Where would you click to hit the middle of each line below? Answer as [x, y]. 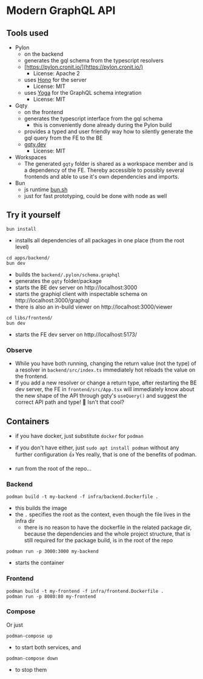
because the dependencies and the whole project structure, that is [107, 534]
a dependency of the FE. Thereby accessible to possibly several [104, 170]
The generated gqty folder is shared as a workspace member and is [109, 164]
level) [22, 247]
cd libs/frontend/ [29, 318]
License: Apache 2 [56, 73]
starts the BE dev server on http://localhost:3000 [76, 287]
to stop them [31, 669]
